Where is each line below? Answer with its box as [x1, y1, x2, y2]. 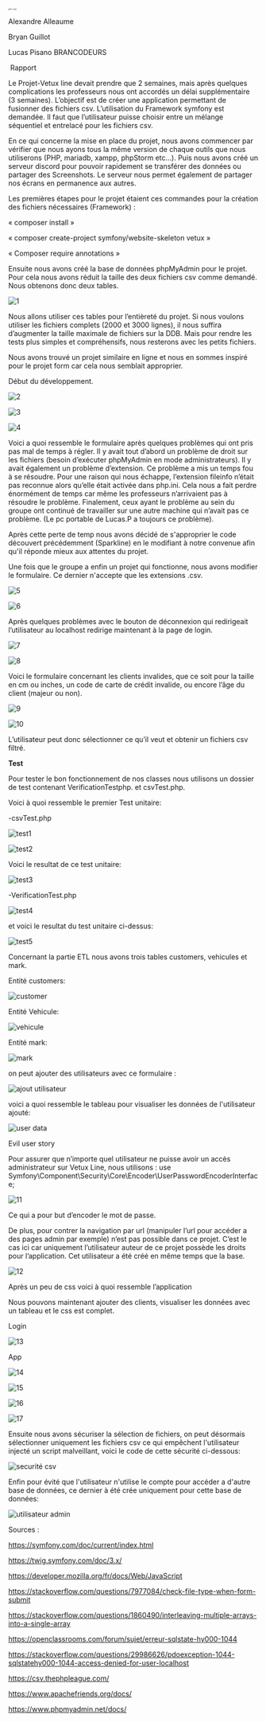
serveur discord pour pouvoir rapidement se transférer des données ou [8, 162, 242, 170]
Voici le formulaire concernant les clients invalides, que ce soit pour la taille [8, 672, 254, 681]
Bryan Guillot [8, 32, 51, 41]
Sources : [8, 1525, 40, 1534]
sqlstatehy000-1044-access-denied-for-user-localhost [8, 1658, 189, 1667]
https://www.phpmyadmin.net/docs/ [8, 1704, 127, 1714]
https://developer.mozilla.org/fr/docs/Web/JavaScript [8, 1572, 183, 1580]
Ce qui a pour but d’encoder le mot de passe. [8, 1210, 156, 1220]
